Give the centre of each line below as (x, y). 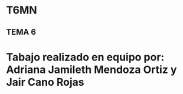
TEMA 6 (21, 32)
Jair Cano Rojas (45, 82)
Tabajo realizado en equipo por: (85, 57)
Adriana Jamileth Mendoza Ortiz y (91, 70)
